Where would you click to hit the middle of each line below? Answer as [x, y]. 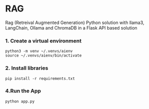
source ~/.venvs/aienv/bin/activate [43, 55]
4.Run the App [23, 91]
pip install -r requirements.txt [40, 78]
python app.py [20, 101]
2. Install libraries [27, 68]
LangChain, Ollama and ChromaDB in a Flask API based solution [71, 27]
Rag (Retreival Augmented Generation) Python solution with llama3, [75, 22]
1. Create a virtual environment [43, 40]
